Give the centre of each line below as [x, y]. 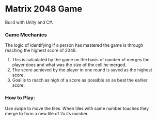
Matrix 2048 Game [44, 9]
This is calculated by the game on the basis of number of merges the [81, 60]
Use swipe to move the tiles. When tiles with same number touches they [77, 108]
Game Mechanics [26, 35]
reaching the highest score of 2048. [41, 50]
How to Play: [20, 98]
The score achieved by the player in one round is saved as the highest [82, 70]
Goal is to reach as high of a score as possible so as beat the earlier [80, 80]
